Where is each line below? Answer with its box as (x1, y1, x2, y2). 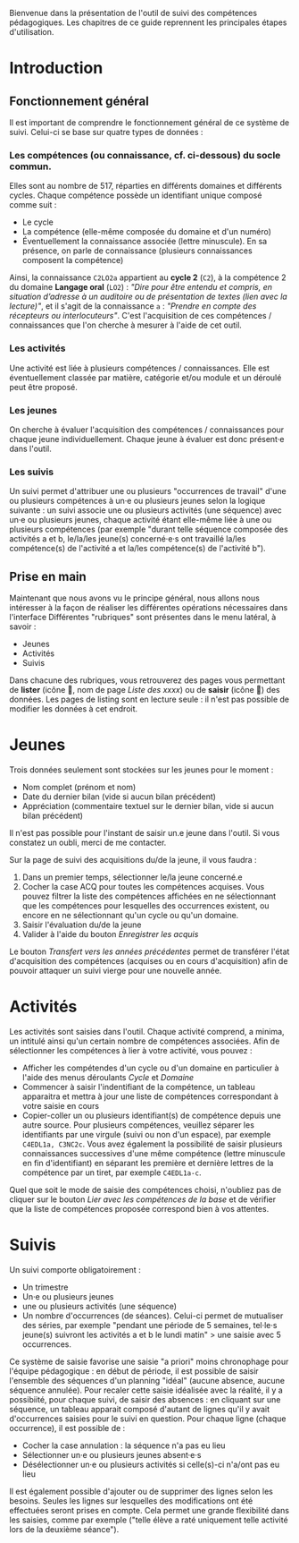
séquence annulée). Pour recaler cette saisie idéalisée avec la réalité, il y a (9, 1385, 283, 1395)
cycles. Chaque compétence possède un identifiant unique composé (9, 190, 262, 200)
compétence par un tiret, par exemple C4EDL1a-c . (21, 1167, 203, 1178)
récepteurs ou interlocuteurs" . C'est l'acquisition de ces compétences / (9, 311, 272, 321)
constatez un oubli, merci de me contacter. (9, 837, 167, 848)
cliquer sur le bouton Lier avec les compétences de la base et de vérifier (9, 1194, 277, 1205)
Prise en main (9, 568, 87, 584)
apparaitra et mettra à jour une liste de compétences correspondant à (21, 1091, 278, 1102)
